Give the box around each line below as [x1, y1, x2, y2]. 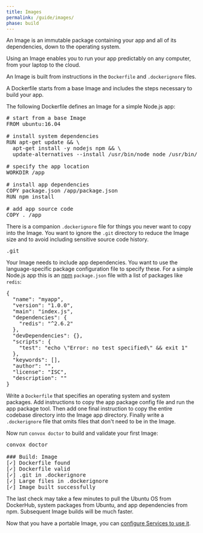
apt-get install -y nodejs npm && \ [12, 145, 121, 152]
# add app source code [6, 205, 74, 213]
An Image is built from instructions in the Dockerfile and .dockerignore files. [6, 73, 196, 81]
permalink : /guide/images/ [6, 15, 74, 21]
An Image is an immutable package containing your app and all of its [6, 37, 177, 44]
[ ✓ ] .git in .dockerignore [6, 472, 86, 478]
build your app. [6, 91, 44, 99]
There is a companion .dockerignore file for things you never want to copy [6, 223, 192, 230]
